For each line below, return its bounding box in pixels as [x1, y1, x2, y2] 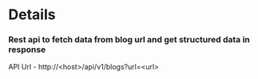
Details [8, 6, 56, 24]
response [8, 44, 46, 55]
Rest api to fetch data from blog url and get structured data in [8, 34, 250, 45]
